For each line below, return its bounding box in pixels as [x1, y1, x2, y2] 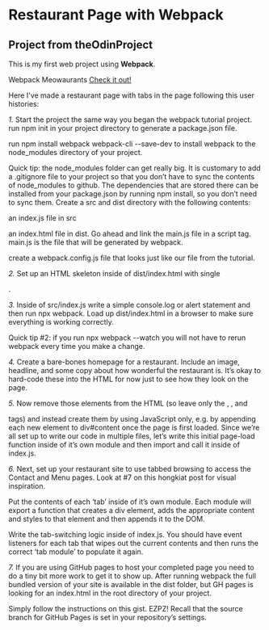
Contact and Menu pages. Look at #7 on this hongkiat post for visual [8, 472, 237, 482]
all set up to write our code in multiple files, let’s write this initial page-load [8, 431, 255, 441]
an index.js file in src [8, 213, 77, 223]
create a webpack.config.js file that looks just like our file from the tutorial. [8, 253, 256, 262]
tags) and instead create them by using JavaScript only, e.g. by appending [8, 414, 256, 423]
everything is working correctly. [8, 317, 115, 326]
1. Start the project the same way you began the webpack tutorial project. [8, 115, 253, 124]
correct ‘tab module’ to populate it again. [8, 547, 144, 556]
